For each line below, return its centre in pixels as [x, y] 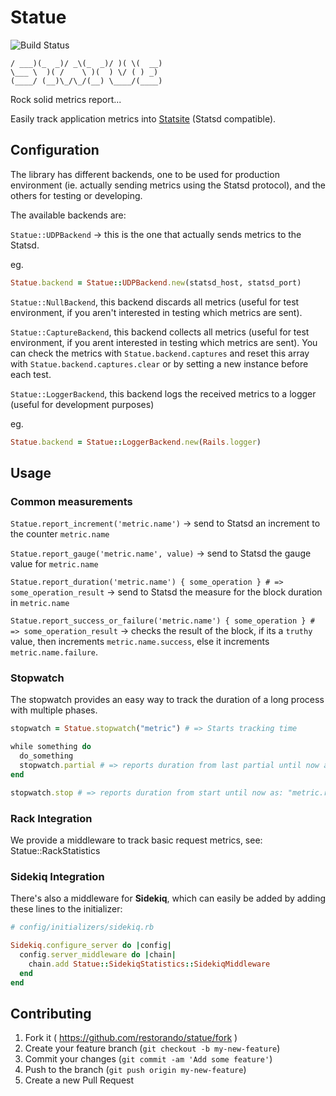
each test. [31, 374]
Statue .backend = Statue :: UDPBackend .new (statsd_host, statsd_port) [156, 282]
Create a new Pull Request [79, 1080]
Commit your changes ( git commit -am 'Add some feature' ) [148, 1059]
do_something [46, 756]
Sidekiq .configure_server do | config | [91, 946]
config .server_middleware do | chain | [98, 955]
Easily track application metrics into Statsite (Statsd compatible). [143, 118]
